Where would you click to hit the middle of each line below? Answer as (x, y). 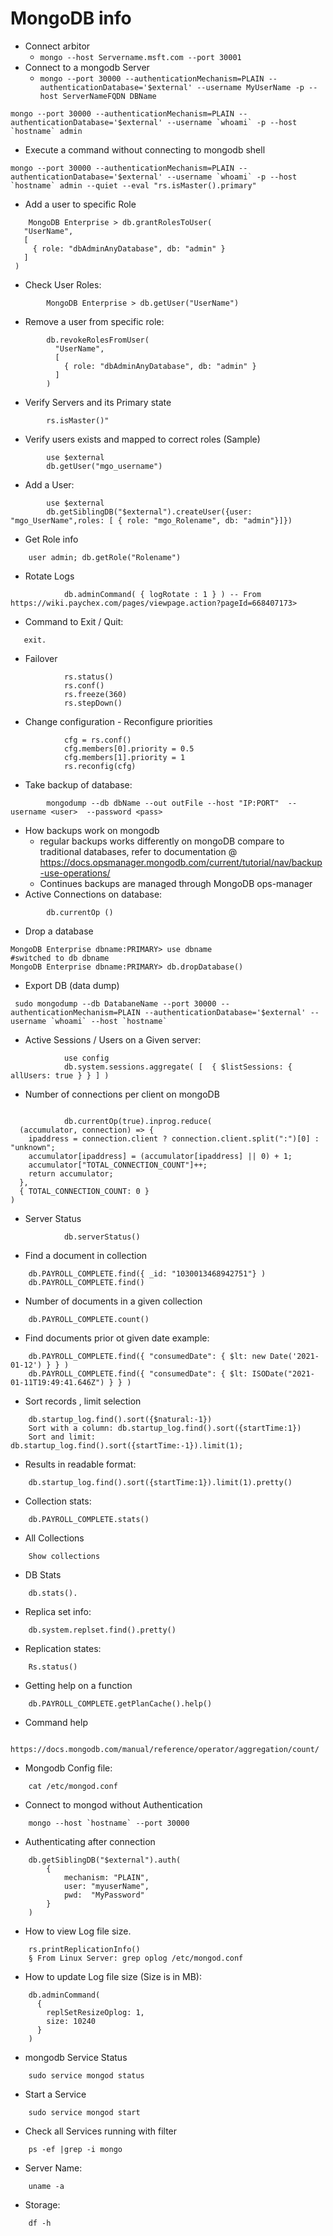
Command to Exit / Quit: (74, 621)
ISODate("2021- (283, 1373)
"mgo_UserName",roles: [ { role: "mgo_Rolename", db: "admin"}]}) (151, 520)
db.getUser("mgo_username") (104, 466)
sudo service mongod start (84, 2112)
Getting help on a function (78, 1685)
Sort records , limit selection (83, 1401)
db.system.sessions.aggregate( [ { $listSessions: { (178, 1067)
